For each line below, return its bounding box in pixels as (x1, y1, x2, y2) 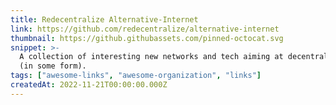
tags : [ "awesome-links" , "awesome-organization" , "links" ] (10, 71, 262, 81)
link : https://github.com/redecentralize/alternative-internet (10, 24, 280, 34)
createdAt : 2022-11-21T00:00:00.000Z (10, 80, 168, 90)
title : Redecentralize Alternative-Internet (10, 14, 199, 25)
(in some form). (19, 61, 87, 71)
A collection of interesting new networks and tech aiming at (19, 52, 284, 62)
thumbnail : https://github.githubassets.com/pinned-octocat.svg (10, 33, 284, 43)
